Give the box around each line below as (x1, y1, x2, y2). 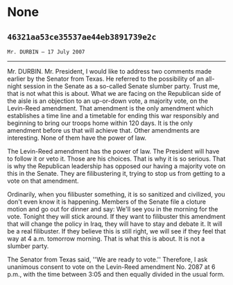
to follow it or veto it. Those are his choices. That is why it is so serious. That (7, 154, 226, 163)
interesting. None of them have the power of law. (7, 133, 147, 142)
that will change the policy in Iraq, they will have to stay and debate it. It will (7, 220, 223, 228)
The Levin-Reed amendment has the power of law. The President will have (7, 147, 220, 155)
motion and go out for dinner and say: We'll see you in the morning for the (7, 205, 218, 213)
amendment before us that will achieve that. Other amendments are (7, 127, 200, 134)
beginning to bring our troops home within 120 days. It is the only (7, 119, 193, 127)
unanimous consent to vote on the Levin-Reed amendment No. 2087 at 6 (7, 263, 216, 271)
